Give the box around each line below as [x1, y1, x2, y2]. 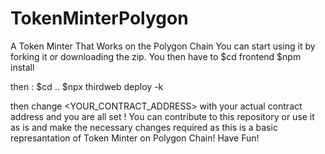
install [10, 61, 35, 73]
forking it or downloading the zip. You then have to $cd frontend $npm [10, 50, 302, 62]
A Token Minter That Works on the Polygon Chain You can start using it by [10, 40, 316, 52]
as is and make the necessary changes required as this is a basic [10, 121, 278, 133]
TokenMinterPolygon [10, 7, 189, 30]
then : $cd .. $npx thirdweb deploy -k [10, 80, 164, 92]
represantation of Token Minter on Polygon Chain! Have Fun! [10, 132, 260, 144]
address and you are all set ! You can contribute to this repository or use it [10, 110, 315, 122]
